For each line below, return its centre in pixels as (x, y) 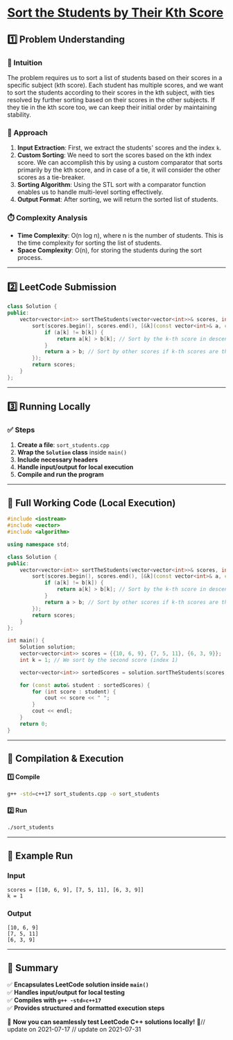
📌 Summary (33, 968)
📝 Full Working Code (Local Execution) (92, 503)
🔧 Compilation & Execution (66, 759)
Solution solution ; (48, 647)
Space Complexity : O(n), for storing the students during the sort (110, 250)
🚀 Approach (28, 132)
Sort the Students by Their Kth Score (115, 13)
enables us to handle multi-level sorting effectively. (90, 192)
